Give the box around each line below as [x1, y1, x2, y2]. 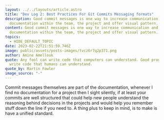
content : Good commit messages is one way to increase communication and [5, 25, 159, 30]
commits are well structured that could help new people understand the [5, 95, 149, 100]
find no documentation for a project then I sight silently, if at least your [5, 89, 146, 96]
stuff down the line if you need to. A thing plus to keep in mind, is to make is [5, 105, 158, 111]
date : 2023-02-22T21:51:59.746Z [5, 44, 71, 48]
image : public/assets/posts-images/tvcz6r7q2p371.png [5, 48, 117, 53]
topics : [5, 35, 21, 40]
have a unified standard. [5, 110, 54, 116]
